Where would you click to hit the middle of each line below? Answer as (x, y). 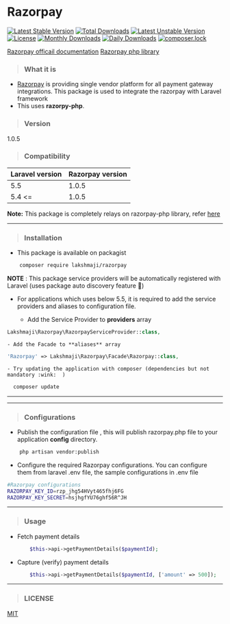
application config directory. (57, 439)
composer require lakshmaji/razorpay (73, 265)
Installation (43, 238)
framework (33, 99)
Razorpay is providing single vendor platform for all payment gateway (115, 84)
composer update (36, 387)
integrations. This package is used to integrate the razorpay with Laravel (119, 91)
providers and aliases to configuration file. (76, 306)
